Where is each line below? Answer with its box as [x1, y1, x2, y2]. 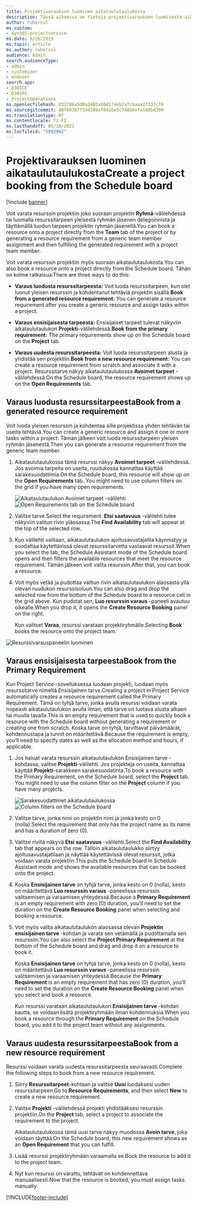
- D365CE [6, 85, 28, 91]
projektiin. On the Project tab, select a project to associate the [14, 1111, 163, 1118]
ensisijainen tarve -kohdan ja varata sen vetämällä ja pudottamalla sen [14, 930, 186, 937]
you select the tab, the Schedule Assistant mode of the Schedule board [14, 549, 188, 556]
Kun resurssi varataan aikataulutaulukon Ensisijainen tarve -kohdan [14, 1003, 179, 1010]
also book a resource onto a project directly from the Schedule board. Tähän [6, 265, 191, 272]
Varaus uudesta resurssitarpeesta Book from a [6, 1038, 179, 1049]
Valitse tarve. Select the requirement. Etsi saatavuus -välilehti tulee [14, 512, 176, 519]
